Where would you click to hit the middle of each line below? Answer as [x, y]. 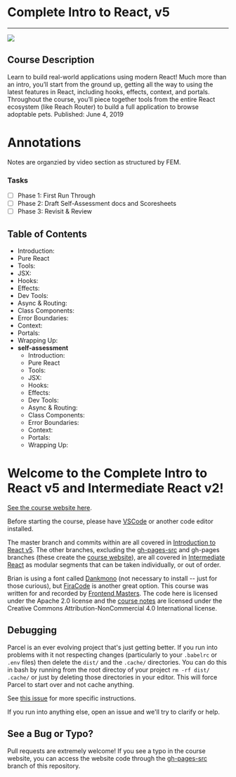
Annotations [44, 142]
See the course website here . [50, 507]
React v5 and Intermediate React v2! [116, 488]
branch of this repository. [44, 766]
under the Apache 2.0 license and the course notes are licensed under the [115, 601]
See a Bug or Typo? [50, 734]
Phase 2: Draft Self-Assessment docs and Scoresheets [97, 204]
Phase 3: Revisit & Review [55, 211]
